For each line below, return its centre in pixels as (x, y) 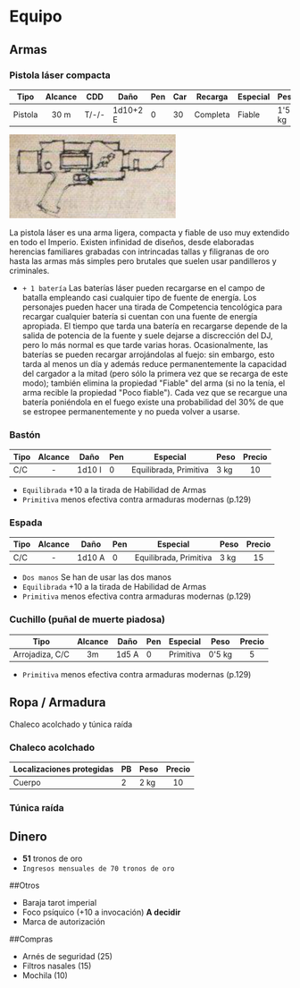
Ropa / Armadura (58, 703)
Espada (26, 523)
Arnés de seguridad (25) (67, 956)
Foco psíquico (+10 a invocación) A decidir (101, 912)
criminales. (29, 271)
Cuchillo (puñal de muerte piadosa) (87, 619)
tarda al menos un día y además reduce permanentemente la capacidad (154, 364)
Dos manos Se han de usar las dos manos (97, 577)
